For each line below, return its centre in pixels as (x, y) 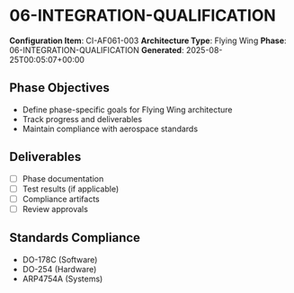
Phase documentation (63, 178)
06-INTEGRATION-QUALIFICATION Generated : (97, 49)
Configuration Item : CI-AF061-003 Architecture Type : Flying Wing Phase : (148, 40)
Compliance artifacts (61, 199)
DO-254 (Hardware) (59, 269)
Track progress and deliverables (82, 119)
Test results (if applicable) (71, 189)
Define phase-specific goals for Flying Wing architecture (127, 110)
